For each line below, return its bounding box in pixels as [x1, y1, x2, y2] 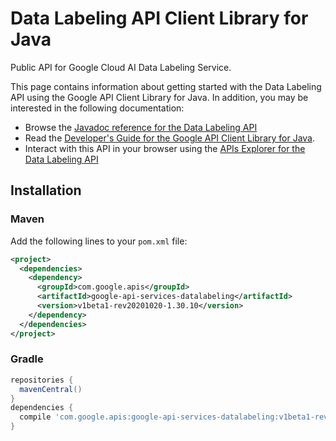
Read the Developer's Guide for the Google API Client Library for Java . [24, 132, 316, 144]
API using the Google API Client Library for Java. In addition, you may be [10, 91, 309, 103]
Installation [10, 182, 82, 199]
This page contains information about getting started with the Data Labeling [10, 80, 322, 92]
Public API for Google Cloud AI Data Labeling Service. [10, 61, 232, 73]
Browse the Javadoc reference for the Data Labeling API [24, 121, 258, 133]
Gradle [10, 352, 44, 366]
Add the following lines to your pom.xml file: [10, 235, 188, 247]
